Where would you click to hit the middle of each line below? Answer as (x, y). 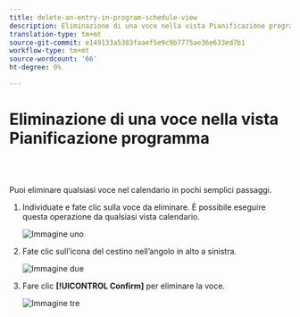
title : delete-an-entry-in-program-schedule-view (104, 17)
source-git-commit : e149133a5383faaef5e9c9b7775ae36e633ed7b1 (127, 42)
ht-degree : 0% (36, 68)
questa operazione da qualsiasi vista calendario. (111, 216)
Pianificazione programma (109, 138)
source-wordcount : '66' (54, 59)
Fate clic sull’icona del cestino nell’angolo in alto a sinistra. (129, 251)
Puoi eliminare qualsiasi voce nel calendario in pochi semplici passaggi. (141, 189)
